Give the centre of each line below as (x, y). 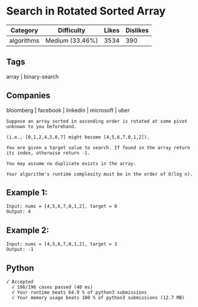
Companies (28, 96)
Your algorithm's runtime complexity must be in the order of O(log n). (100, 174)
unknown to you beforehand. (42, 126)
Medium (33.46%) (72, 40)
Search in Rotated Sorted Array (86, 11)
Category (24, 30)
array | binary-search (33, 76)
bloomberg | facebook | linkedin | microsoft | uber (68, 110)
